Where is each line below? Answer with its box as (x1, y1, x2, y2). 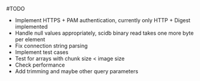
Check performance (14, 61, 65, 68)
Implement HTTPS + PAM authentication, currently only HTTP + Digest (14, 17, 191, 23)
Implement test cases (14, 49, 69, 56)
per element (14, 36, 45, 43)
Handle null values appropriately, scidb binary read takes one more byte (14, 29, 194, 37)
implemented (14, 23, 48, 30)
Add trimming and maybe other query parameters (14, 68, 139, 74)
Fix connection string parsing (14, 42, 88, 49)
